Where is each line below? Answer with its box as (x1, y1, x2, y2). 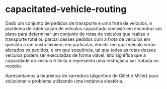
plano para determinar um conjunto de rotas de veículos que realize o (5, 31, 149, 37)
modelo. (5, 63, 23, 69)
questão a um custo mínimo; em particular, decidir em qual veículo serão (5, 41, 156, 47)
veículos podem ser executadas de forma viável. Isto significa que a (5, 52, 146, 58)
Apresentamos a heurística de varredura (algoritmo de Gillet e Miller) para (5, 72, 158, 78)
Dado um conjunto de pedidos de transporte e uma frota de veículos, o (5, 20, 152, 26)
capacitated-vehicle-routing (5, 4, 127, 15)
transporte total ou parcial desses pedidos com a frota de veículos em (5, 36, 150, 42)
